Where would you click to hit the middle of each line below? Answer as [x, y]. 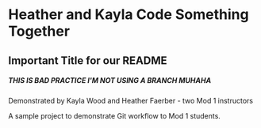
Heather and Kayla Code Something [129, 15]
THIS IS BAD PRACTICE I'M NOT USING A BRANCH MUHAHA [110, 81]
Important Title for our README [88, 60]
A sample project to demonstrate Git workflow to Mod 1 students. [114, 115]
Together [39, 31]
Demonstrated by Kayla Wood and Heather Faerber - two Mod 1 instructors [131, 100]
